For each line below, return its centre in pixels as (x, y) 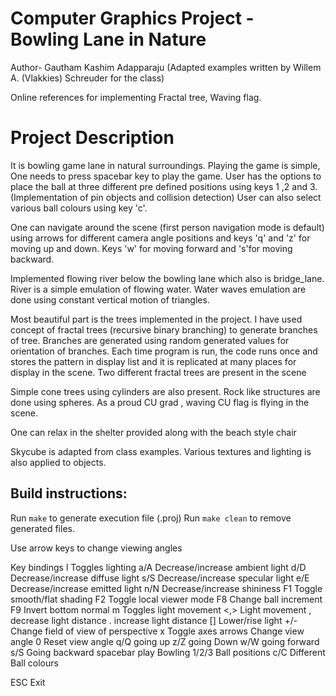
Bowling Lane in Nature (108, 39)
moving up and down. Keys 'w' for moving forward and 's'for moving (151, 248)
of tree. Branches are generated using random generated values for (150, 340)
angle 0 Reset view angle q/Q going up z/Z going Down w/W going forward (165, 641)
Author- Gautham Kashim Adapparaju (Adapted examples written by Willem (166, 67)
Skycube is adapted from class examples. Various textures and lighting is (161, 451)
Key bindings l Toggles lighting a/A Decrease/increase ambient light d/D (158, 567)
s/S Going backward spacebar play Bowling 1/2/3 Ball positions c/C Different (168, 652)
